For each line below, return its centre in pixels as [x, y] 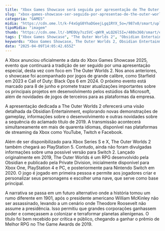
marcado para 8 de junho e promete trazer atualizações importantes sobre [81, 86]
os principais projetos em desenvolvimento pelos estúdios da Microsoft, [78, 91]
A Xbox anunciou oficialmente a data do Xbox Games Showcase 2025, [77, 60]
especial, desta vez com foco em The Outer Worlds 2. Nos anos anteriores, [81, 70]
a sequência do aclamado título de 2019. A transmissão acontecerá [73, 122]
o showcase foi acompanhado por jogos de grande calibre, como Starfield [80, 76]
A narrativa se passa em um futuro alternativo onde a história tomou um [78, 193]
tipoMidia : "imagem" [26, 28]
